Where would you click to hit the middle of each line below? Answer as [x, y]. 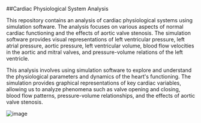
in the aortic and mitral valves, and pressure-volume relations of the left [94, 52]
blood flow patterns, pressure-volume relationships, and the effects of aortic [101, 96]
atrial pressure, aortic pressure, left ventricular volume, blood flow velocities [100, 46]
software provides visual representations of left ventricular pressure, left [95, 39]
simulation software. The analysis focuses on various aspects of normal [95, 27]
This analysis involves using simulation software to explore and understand [99, 70]
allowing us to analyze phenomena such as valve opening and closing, [93, 89]
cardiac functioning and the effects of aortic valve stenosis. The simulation [98, 33]
